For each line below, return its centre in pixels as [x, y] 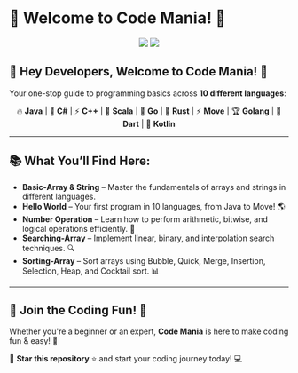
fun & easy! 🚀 [34, 341]
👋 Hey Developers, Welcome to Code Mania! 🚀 [139, 71]
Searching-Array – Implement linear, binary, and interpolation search [148, 238]
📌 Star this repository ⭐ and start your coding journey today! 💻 [125, 359]
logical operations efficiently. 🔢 [78, 228]
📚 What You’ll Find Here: [80, 161]
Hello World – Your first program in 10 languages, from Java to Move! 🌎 [153, 206]
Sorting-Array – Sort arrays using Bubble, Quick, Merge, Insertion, [144, 260]
